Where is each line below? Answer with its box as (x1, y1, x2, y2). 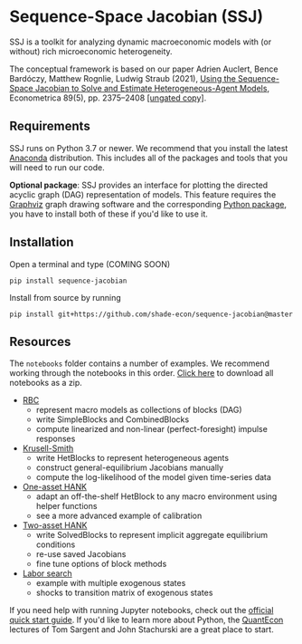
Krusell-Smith (22, 443, 74, 454)
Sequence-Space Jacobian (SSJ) (9, 6, 264, 27)
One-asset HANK (22, 482, 88, 493)
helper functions (35, 501, 98, 512)
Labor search (22, 568, 72, 579)
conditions (35, 539, 76, 550)
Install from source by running (9, 292, 122, 303)
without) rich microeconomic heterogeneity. (9, 45, 174, 56)
